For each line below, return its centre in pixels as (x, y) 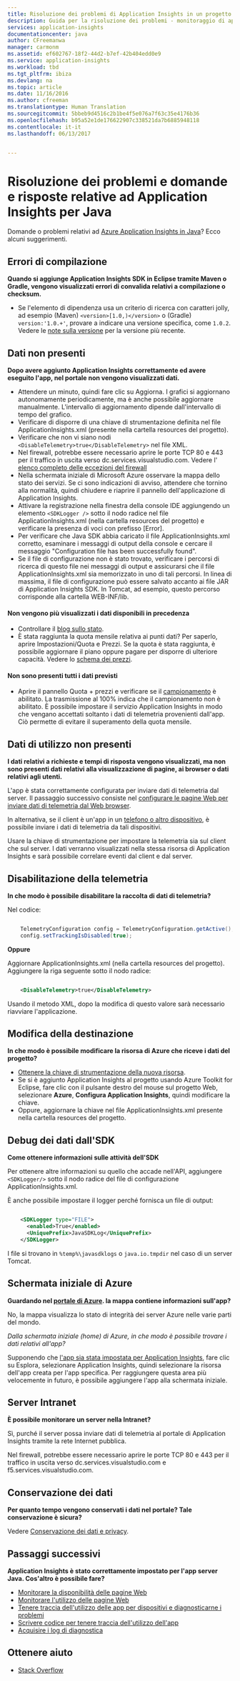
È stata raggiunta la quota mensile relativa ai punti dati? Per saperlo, (117, 637)
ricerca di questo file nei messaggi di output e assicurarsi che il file (116, 566)
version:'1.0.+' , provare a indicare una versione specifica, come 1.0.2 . (124, 323)
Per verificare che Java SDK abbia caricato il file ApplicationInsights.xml (124, 536)
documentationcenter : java (47, 34)
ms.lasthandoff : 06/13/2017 (49, 134)
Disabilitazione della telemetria (78, 878)
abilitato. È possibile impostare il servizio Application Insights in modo (120, 707)
